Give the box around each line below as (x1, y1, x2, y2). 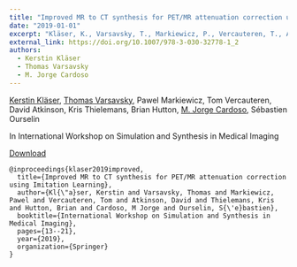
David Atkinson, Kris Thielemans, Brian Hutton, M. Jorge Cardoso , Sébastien (9, 103, 288, 115)
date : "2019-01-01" (9, 21, 81, 30)
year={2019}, (17, 234, 65, 243)
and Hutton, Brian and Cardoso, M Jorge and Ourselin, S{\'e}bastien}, (9, 203, 278, 212)
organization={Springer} (17, 242, 109, 251)
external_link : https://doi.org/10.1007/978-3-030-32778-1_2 (9, 37, 240, 47)
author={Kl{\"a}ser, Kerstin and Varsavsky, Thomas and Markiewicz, (17, 187, 275, 197)
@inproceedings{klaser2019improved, (9, 164, 144, 173)
